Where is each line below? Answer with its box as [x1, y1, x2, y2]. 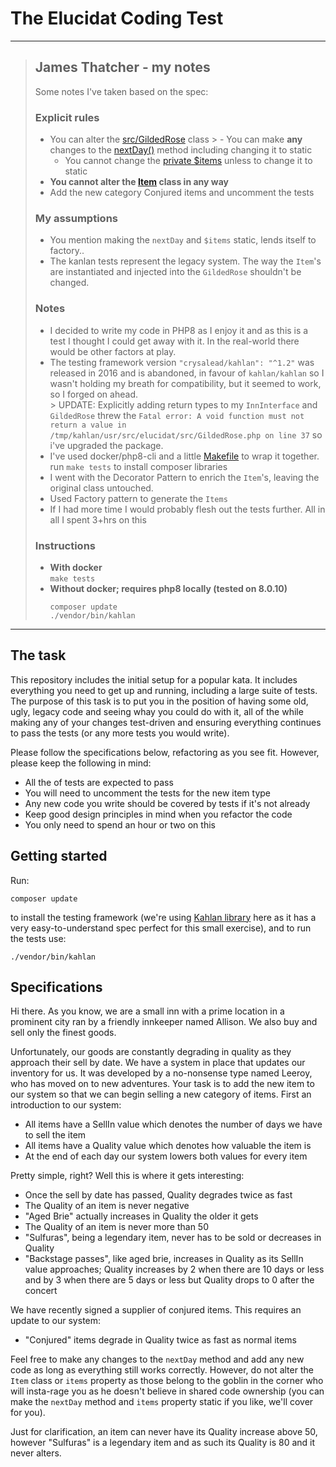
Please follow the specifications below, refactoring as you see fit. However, [10, 746, 320, 758]
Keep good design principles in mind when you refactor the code [24, 808, 293, 820]
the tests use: [10, 932, 67, 944]
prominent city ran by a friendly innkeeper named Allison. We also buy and [10, 1016, 318, 1028]
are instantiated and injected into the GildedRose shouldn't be [49, 266, 302, 278]
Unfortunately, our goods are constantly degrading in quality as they [10, 1046, 292, 1058]
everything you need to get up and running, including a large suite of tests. [10, 684, 318, 696]
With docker [49, 561, 103, 573]
